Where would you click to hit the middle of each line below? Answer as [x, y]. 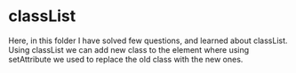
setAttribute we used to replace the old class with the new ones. [126, 59]
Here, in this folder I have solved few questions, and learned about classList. [148, 40]
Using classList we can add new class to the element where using [129, 49]
